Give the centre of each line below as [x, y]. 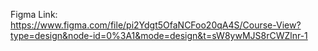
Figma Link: [34, 14]
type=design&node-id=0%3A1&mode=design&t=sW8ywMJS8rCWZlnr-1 [159, 35]
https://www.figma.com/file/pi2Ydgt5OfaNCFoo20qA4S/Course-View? [156, 25]
